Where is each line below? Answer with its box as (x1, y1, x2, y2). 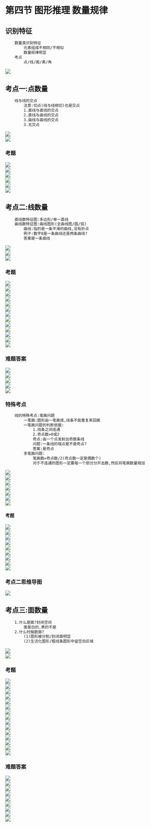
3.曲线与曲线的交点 (23, 117, 59, 123)
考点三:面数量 (5, 606, 48, 615)
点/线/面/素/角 (23, 59, 52, 64)
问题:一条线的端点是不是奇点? (32, 441, 87, 447)
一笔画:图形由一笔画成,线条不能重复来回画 (23, 417, 101, 423)
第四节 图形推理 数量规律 (5, 5, 108, 16)
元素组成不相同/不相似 (23, 45, 64, 50)
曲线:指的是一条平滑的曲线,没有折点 (23, 226, 89, 231)
